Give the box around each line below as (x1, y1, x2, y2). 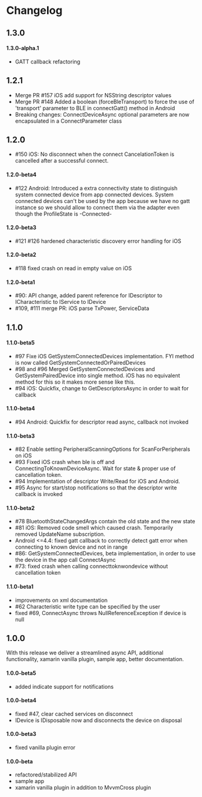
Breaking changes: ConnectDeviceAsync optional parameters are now (14, 111, 190, 118)
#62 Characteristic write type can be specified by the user (14, 602, 161, 610)
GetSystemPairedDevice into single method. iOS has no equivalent (14, 372, 180, 379)
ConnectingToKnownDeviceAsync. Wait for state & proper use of (14, 465, 176, 472)
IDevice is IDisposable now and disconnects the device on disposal (14, 717, 182, 724)
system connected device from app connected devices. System (14, 191, 174, 198)
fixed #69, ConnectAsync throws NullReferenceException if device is (14, 609, 187, 616)
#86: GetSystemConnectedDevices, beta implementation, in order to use (14, 550, 196, 557)
